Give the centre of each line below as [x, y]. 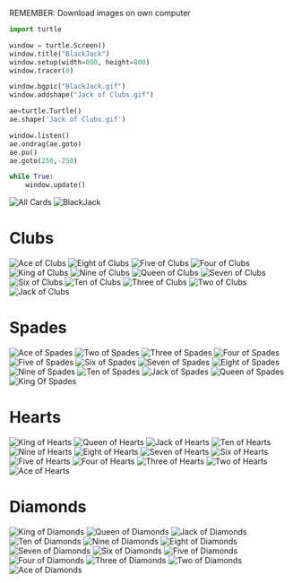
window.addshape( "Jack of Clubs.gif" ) [82, 95]
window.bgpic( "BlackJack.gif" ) [68, 87]
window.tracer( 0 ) [42, 71]
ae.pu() [24, 152]
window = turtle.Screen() [57, 45]
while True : [31, 177]
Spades [38, 328]
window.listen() [39, 135]
